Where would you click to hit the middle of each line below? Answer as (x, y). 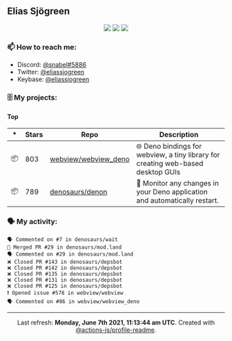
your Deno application (172, 192)
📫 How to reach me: (42, 47)
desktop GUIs (158, 172)
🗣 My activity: (32, 222)
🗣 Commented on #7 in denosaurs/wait (63, 239)
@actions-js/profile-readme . (116, 329)
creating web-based (170, 163)
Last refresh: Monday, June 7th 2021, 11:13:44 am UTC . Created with (116, 322)
